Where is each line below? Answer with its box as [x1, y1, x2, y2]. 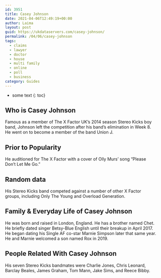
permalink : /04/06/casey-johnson [5, 34, 73, 39]
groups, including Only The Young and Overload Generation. [5, 193, 126, 199]
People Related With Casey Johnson [5, 249, 117, 258]
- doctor [9, 52, 27, 57]
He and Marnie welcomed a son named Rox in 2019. [5, 235, 109, 241]
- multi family [9, 61, 40, 66]
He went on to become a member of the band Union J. [5, 129, 114, 135]
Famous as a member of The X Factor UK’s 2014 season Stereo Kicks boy [5, 119, 152, 125]
